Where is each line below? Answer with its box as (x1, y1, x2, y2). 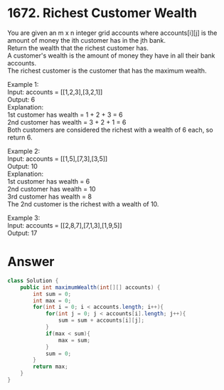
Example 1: (7, 80, 39, 88)
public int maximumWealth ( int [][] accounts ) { (20, 283, 161, 291)
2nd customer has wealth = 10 (7, 184, 96, 193)
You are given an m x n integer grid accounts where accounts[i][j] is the (7, 28, 218, 37)
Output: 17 (7, 228, 38, 237)
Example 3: (7, 214, 41, 222)
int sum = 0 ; (33, 290, 72, 297)
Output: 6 (7, 95, 36, 104)
